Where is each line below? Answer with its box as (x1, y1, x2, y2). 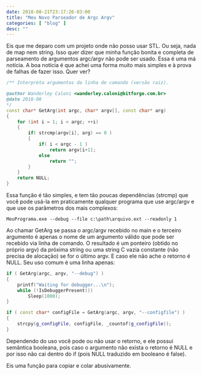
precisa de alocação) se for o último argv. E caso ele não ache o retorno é (6, 252, 191, 259)
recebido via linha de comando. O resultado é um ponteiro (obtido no (6, 240, 178, 247)
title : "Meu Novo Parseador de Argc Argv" (6, 15, 115, 21)
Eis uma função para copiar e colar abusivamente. (6, 362, 132, 369)
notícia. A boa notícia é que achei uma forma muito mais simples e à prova (6, 62, 192, 69)
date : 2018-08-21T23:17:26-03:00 (6, 8, 91, 15)
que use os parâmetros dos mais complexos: (6, 204, 118, 212)
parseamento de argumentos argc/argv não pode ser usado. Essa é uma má (6, 55, 196, 62)
